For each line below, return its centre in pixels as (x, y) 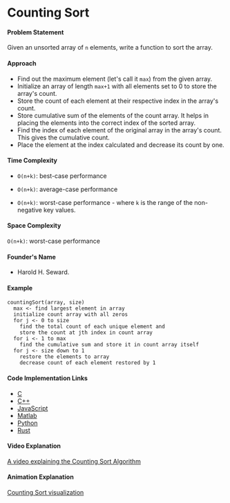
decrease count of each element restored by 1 (88, 363)
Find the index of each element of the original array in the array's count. (119, 130)
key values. (60, 210)
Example (20, 288)
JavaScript (32, 408)
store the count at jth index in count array (86, 333)
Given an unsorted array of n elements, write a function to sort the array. (110, 48)
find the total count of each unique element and (93, 327)
